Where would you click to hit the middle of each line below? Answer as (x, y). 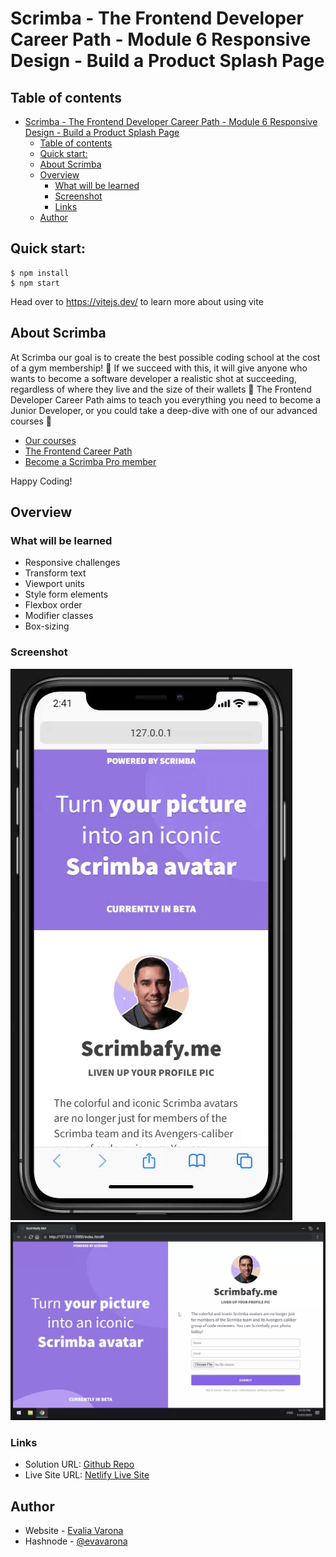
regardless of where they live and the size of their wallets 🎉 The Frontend (161, 389)
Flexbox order (53, 605)
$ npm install (40, 273)
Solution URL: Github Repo (79, 1464)
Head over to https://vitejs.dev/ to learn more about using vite (137, 301)
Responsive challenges (72, 563)
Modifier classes (59, 616)
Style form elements (66, 594)
